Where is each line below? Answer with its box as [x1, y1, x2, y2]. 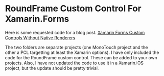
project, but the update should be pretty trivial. [5, 65, 99, 71]
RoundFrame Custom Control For [5, 3, 141, 14]
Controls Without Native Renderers [5, 35, 75, 41]
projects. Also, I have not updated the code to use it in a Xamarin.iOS [5, 60, 143, 66]
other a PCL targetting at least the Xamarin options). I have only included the [5, 50, 159, 55]
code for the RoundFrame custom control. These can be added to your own [5, 54, 158, 60]
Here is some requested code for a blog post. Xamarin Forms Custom [5, 29, 145, 35]
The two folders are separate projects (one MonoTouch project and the [5, 44, 148, 50]
